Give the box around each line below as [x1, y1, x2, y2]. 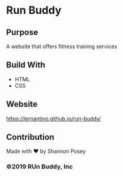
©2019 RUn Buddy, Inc [6, 162, 73, 171]
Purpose [6, 27, 39, 37]
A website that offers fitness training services [6, 43, 118, 50]
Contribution [6, 132, 55, 142]
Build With [6, 60, 46, 70]
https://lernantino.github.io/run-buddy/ [6, 115, 101, 122]
